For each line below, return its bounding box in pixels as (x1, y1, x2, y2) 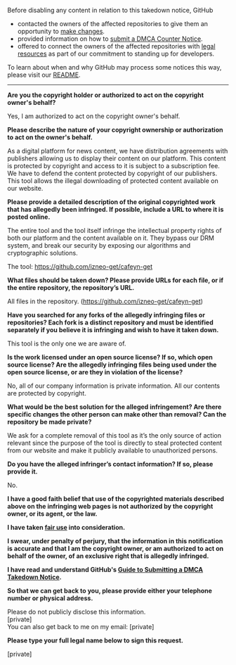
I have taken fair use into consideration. (7, 524, 125, 531)
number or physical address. (7, 594, 93, 602)
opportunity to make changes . (17, 27, 105, 35)
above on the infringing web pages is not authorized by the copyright (7, 502, 214, 510)
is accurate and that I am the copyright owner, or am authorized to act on (7, 545, 224, 552)
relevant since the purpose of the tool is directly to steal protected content (7, 439, 223, 447)
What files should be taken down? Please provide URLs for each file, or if (7, 276, 223, 284)
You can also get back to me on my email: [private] (7, 623, 155, 631)
